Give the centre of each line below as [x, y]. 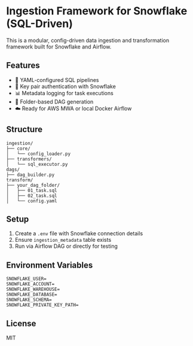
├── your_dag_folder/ [33, 185]
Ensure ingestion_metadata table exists [63, 240]
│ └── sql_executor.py [37, 164]
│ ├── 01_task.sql [32, 190]
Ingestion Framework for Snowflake [97, 11]
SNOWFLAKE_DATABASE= [32, 295]
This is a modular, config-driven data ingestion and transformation [88, 40]
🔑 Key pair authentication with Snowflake [65, 86]
